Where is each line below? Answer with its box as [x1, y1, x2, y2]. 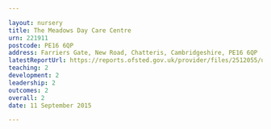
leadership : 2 [8, 78, 56, 87]
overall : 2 [8, 94, 45, 102]
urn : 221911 [8, 34, 48, 42]
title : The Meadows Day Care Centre [8, 26, 131, 35]
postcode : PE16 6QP [8, 41, 74, 49]
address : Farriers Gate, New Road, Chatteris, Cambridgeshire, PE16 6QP [8, 49, 258, 57]
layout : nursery [8, 19, 63, 27]
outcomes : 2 [8, 86, 48, 94]
